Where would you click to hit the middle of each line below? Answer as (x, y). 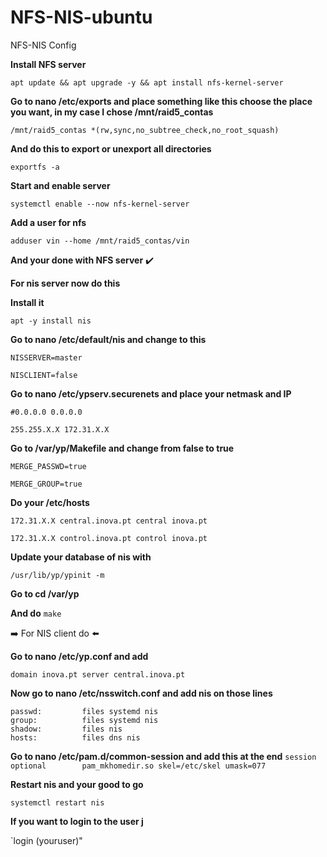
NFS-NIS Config (43, 45)
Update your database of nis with (81, 557)
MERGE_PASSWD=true (48, 466)
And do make (36, 613)
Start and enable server (60, 185)
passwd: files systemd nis (84, 711)
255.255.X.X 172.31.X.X (60, 429)
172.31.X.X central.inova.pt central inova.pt (109, 521)
